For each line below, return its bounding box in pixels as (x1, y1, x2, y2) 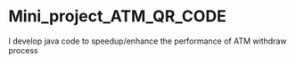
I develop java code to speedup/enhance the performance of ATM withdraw (8, 36, 287, 46)
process (8, 44, 38, 55)
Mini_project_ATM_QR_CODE (8, 6, 226, 27)
